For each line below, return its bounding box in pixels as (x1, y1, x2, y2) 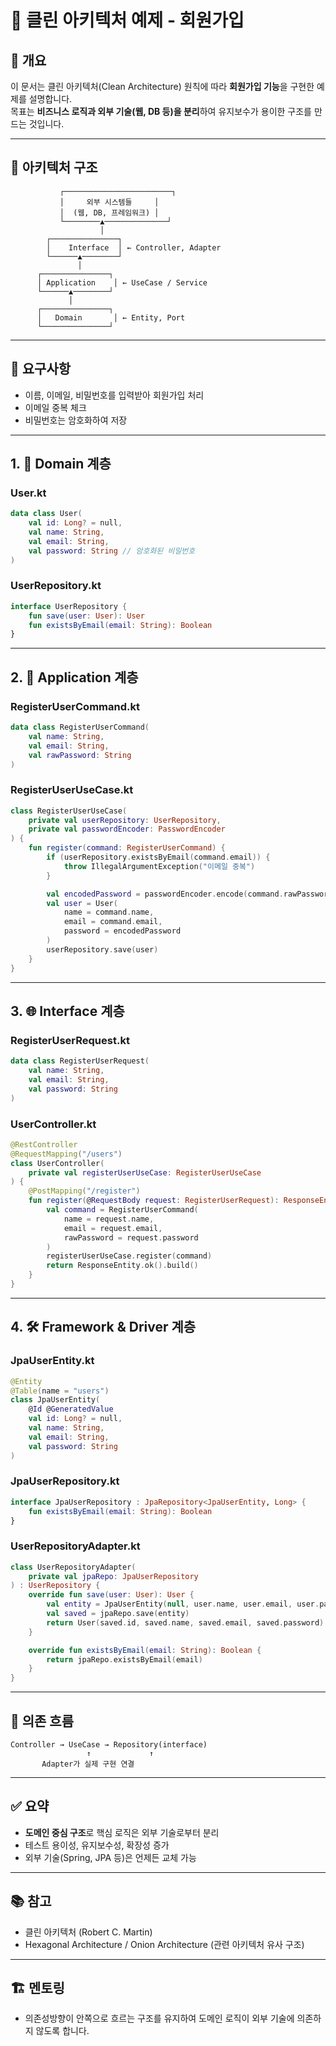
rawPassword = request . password (63, 1232, 199, 1243)
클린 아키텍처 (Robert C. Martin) (24, 1926, 153, 1938)
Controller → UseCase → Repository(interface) (10, 1740, 208, 1750)
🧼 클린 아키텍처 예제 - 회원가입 (10, 9, 245, 32)
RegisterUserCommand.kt (10, 699, 140, 713)
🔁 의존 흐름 (10, 1712, 75, 1730)
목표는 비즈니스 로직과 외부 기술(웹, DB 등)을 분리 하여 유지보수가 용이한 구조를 (10, 106, 312, 117)
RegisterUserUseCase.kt (10, 783, 134, 797)
